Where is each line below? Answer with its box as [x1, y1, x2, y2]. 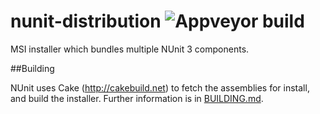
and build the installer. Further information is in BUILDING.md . [10, 92, 264, 104]
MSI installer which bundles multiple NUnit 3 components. [10, 43, 250, 55]
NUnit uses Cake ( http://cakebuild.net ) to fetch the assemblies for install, [10, 81, 310, 94]
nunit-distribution [10, 10, 162, 33]
